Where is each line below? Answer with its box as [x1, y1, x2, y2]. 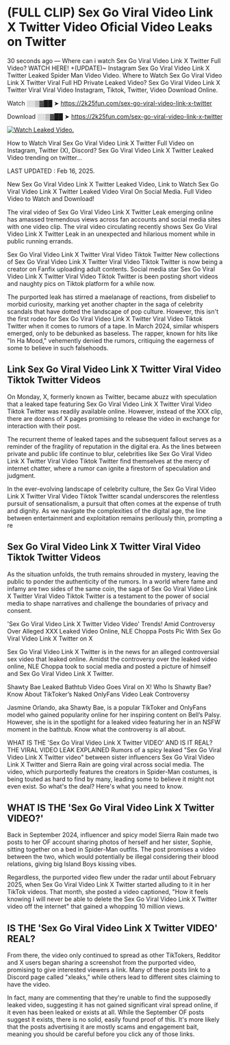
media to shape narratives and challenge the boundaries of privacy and [7, 599, 209, 608]
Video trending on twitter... [7, 153, 82, 162]
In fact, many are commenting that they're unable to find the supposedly [7, 994, 211, 1002]
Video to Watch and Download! [7, 194, 94, 203]
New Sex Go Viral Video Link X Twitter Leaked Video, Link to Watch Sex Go [7, 180, 219, 188]
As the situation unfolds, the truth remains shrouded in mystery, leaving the [7, 570, 219, 578]
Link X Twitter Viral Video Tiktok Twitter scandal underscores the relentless [7, 492, 219, 500]
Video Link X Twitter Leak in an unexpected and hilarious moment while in [7, 230, 216, 238]
